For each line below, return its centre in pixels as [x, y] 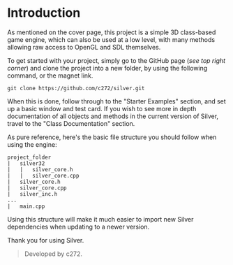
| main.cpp [26, 206]
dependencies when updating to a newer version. [78, 227]
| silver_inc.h [32, 194]
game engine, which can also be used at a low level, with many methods [111, 39]
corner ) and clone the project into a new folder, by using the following [107, 68]
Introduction [44, 13]
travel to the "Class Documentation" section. [71, 123]
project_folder [29, 157]
